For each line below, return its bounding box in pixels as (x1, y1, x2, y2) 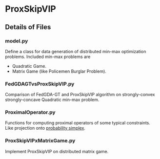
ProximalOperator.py (5, 109, 56, 116)
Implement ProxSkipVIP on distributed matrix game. (5, 148, 109, 154)
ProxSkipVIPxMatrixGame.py (5, 138, 76, 144)
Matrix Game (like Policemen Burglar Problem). (12, 68, 106, 74)
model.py (5, 38, 28, 44)
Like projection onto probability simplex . (5, 125, 85, 131)
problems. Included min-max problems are (5, 54, 91, 60)
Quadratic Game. (12, 63, 47, 69)
